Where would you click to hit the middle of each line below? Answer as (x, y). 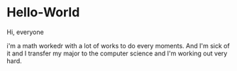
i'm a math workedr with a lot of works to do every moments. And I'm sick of (118, 45)
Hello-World (43, 12)
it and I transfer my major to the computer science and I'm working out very (117, 53)
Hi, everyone (25, 32)
